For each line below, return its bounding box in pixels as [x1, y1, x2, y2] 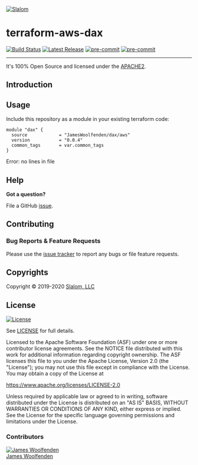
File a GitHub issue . [6, 202, 54, 209]
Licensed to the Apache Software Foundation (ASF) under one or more [6, 339, 178, 346]
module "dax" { [6, 127, 44, 133]
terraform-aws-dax [6, 27, 103, 40]
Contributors [6, 433, 44, 441]
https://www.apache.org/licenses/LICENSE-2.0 [6, 381, 121, 389]
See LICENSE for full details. [6, 328, 75, 335]
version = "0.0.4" [11, 137, 83, 143]
